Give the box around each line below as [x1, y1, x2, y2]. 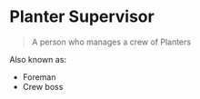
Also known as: [9, 54, 66, 64]
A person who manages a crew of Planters [31, 36, 192, 47]
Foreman [22, 71, 56, 83]
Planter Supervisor [9, 6, 155, 27]
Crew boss [22, 81, 64, 92]
